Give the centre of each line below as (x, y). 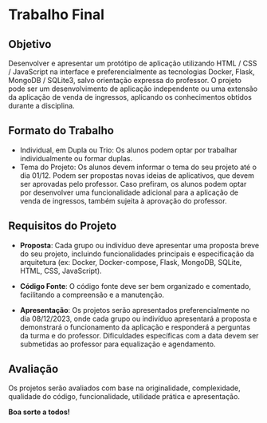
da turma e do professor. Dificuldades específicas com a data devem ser (139, 335)
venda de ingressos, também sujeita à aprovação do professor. (123, 200)
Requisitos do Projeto (63, 226)
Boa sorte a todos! (39, 412)
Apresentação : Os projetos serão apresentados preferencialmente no (134, 310)
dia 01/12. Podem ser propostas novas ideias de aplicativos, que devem (137, 175)
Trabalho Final (57, 15)
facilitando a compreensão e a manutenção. (92, 295)
